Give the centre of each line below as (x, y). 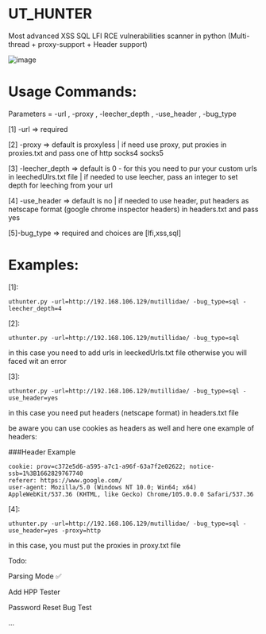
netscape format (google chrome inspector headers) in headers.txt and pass (133, 209)
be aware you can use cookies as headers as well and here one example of (131, 428)
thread (19, 44)
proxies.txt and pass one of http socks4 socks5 (86, 153)
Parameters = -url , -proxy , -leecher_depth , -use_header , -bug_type (122, 114)
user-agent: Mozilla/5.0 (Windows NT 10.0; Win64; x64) (102, 487)
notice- (202, 466)
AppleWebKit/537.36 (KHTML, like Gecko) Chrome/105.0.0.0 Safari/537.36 (131, 494)
